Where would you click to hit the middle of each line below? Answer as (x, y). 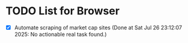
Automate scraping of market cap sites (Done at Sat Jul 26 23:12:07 (98, 27)
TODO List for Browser (63, 11)
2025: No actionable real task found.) (60, 34)
